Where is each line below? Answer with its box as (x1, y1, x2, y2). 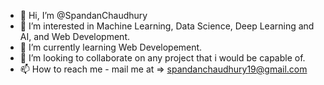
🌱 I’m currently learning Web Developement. (19, 41, 203, 53)
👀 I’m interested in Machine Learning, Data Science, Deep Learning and (19, 20, 315, 32)
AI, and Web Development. (19, 31, 131, 42)
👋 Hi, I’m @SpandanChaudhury (19, 10, 148, 21)
